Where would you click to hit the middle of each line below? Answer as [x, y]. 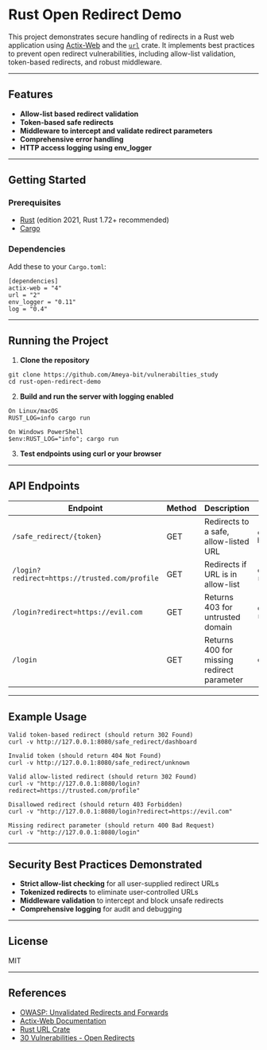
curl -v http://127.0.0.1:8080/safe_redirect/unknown [99, 763]
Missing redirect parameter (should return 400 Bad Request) [112, 826]
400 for [218, 650]
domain [218, 627]
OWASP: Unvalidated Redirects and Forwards [94, 1012]
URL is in [221, 575]
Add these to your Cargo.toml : [58, 266]
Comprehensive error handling [72, 139]
